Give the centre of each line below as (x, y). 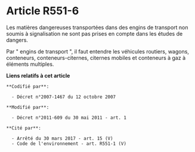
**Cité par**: (24, 128)
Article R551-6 (43, 11)
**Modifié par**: (28, 107)
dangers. (17, 40)
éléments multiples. (30, 64)
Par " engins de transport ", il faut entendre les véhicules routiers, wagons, (98, 51)
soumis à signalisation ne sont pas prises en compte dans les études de (95, 33)
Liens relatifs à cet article (38, 75)
